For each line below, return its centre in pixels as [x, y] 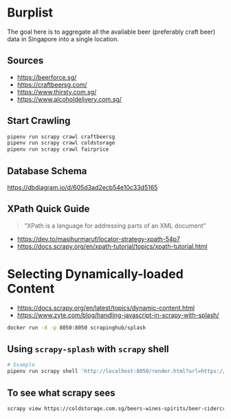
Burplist [30, 13]
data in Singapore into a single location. [63, 39]
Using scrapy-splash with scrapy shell [88, 349]
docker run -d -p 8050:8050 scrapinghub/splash [77, 327]
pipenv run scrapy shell [43, 372]
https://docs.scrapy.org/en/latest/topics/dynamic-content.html [106, 308]
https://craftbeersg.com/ [52, 85]
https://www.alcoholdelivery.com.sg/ [69, 99]
